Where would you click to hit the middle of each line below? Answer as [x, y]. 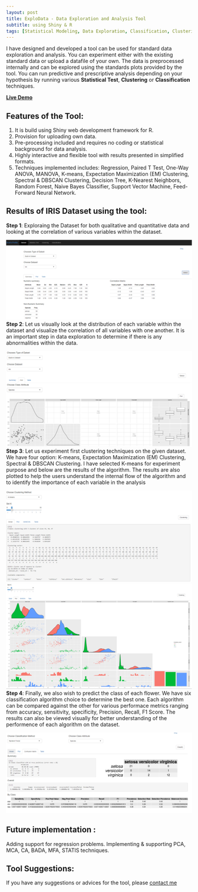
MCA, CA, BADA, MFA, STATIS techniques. [58, 850]
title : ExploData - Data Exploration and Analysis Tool [76, 19]
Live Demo [19, 98]
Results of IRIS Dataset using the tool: [77, 211]
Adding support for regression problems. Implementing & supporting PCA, [96, 844]
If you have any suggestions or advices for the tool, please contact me [92, 883]
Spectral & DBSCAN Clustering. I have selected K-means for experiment [93, 463]
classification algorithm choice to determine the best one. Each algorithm [95, 699]
